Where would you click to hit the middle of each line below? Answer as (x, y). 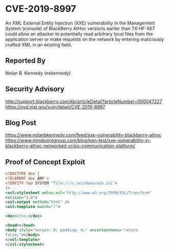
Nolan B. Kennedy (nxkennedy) (38, 73)
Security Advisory (35, 89)
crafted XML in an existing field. (39, 44)
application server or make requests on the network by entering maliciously (85, 39)
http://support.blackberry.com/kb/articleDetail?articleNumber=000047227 (84, 101)
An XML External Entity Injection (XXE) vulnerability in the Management (80, 23)
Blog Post (21, 123)
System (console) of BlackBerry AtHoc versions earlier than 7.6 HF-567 (80, 28)
